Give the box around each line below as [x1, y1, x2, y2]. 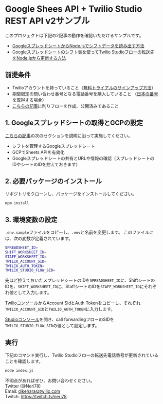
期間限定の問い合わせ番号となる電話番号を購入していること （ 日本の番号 [12, 90, 158, 96]
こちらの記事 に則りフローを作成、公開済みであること [12, 103, 119, 109]
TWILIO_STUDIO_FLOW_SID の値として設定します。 [5, 323, 100, 329]
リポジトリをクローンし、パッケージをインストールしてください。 [5, 191, 137, 197]
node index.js [5, 368, 34, 373]
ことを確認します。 [5, 359, 43, 364]
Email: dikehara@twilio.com [5, 388, 61, 394]
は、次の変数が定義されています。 [5, 236, 73, 242]
